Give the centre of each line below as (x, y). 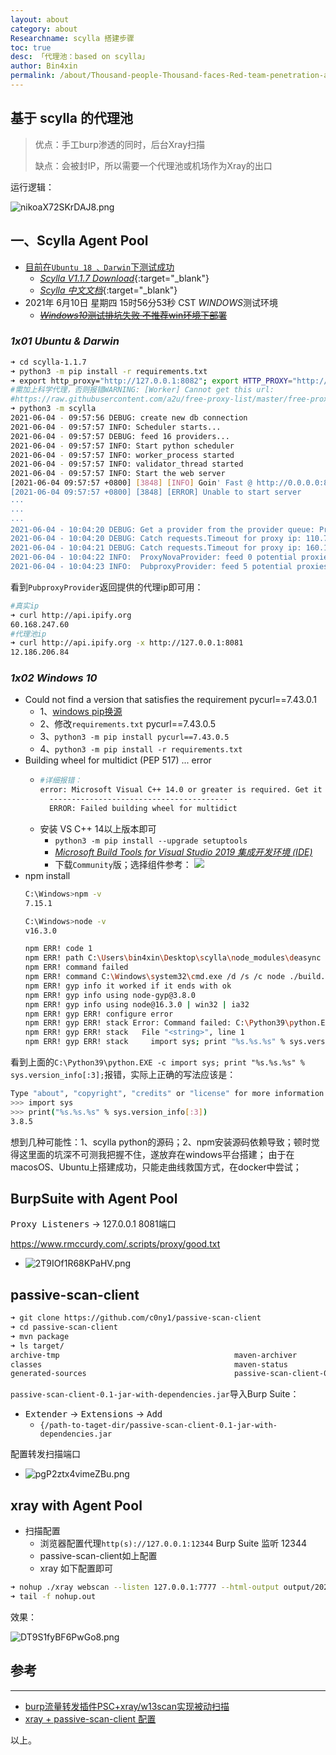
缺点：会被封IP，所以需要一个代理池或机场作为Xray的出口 (153, 165)
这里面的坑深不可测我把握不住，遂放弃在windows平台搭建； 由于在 (156, 1154)
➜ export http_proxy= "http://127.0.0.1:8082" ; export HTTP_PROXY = (151, 381)
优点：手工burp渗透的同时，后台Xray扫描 (120, 144)
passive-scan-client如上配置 (98, 1556)
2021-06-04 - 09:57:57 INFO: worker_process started (122, 455)
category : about (44, 29)
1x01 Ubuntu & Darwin (65, 341)
